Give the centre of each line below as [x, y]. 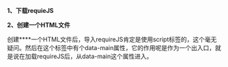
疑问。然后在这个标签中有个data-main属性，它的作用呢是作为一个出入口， [111, 48]
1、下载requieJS [30, 10]
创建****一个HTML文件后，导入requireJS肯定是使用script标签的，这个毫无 [112, 39]
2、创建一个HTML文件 [39, 25]
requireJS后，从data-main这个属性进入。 [95, 56]
